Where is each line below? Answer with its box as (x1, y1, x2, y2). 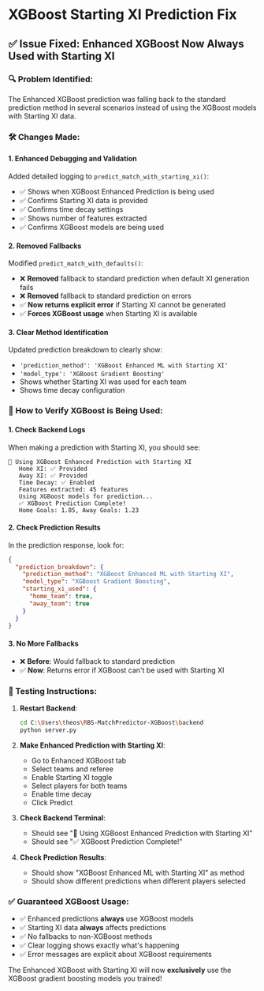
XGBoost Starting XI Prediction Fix (8, 6, 237, 24)
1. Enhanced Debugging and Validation (8, 154, 137, 164)
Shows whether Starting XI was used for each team (19, 377, 187, 386)
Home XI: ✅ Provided (18, 465, 88, 473)
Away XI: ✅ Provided (18, 472, 88, 480)
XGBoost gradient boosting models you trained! (8, 974, 162, 983)
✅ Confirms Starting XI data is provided (19, 196, 148, 205)
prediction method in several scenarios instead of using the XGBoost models (8, 103, 257, 112)
